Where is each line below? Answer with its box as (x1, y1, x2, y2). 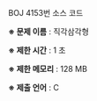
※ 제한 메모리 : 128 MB (8, 64, 87, 74)
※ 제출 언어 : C (8, 83, 59, 92)
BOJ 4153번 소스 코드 (8, 8, 84, 18)
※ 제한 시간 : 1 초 (8, 45, 66, 55)
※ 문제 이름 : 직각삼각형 (8, 26, 89, 37)
